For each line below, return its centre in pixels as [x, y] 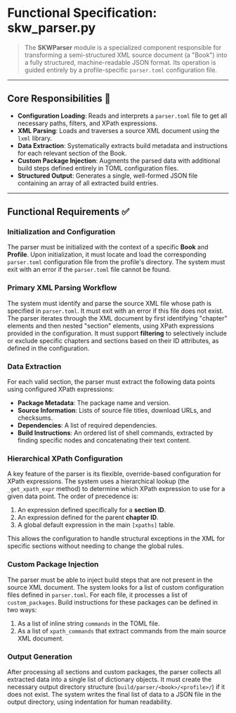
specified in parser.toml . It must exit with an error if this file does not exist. [116, 311]
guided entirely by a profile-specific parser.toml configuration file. [121, 70]
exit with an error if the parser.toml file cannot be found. [89, 270]
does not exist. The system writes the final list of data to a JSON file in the [114, 694]
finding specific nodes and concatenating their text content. [104, 440]
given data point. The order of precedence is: [73, 496]
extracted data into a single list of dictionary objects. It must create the [110, 679]
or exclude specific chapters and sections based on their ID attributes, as [113, 340]
